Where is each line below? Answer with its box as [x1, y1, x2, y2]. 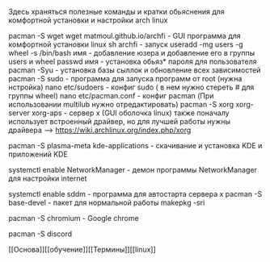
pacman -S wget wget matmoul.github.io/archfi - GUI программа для [8, 31, 241, 40]
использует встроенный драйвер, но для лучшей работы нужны [8, 117, 231, 126]
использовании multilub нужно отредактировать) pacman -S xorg [8, 100, 234, 109]
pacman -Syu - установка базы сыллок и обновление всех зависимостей [8, 65, 261, 75]
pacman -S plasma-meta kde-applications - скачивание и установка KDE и [8, 141, 263, 150]
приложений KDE [8, 149, 69, 159]
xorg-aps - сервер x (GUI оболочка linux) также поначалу [32, 108, 230, 118]
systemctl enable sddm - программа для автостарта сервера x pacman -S [8, 189, 263, 198]
